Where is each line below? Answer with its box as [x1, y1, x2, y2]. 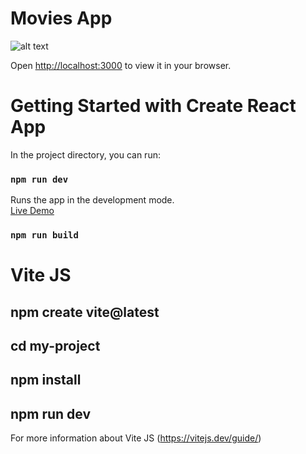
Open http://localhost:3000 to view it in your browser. [10, 59, 232, 71]
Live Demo [10, 205, 55, 217]
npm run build [10, 230, 79, 241]
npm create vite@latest [10, 303, 160, 321]
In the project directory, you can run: [10, 148, 161, 161]
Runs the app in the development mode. [10, 194, 175, 206]
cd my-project [10, 338, 101, 355]
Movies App [10, 7, 113, 30]
